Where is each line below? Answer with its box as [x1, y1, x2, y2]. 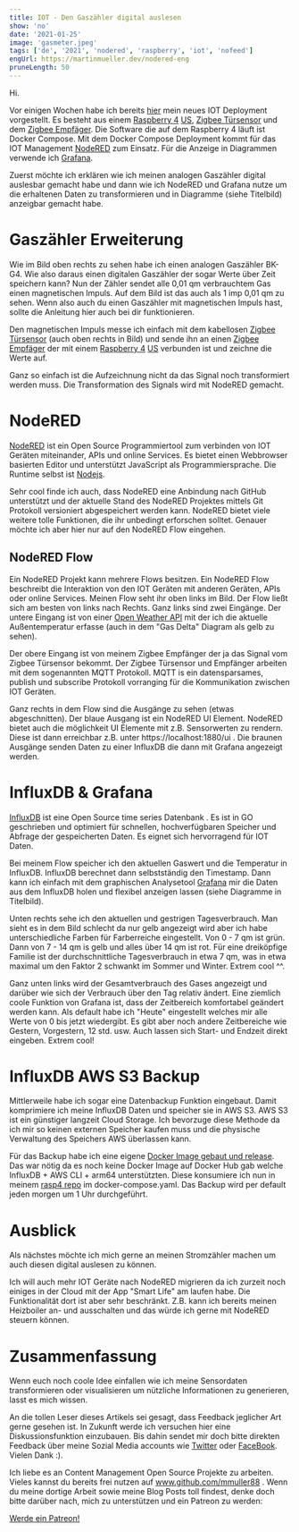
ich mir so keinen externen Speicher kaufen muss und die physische [9, 1124, 261, 1135]
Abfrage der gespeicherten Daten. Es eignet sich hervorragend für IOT [9, 831, 270, 842]
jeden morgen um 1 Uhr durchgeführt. [9, 1189, 148, 1199]
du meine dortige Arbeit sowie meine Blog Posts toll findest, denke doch [9, 1486, 275, 1497]
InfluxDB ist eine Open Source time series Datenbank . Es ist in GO [9, 811, 253, 823]
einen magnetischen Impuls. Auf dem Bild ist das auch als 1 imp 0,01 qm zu [9, 287, 285, 298]
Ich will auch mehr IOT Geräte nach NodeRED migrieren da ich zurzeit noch [9, 1276, 287, 1288]
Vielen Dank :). [9, 1450, 64, 1460]
